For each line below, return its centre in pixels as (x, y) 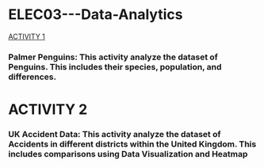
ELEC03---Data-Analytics (96, 15)
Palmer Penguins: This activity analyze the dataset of (113, 57)
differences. (33, 77)
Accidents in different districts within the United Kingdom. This (132, 144)
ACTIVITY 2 (48, 110)
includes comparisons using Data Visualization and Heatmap (128, 154)
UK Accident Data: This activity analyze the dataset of (115, 134)
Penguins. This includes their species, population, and (115, 66)
